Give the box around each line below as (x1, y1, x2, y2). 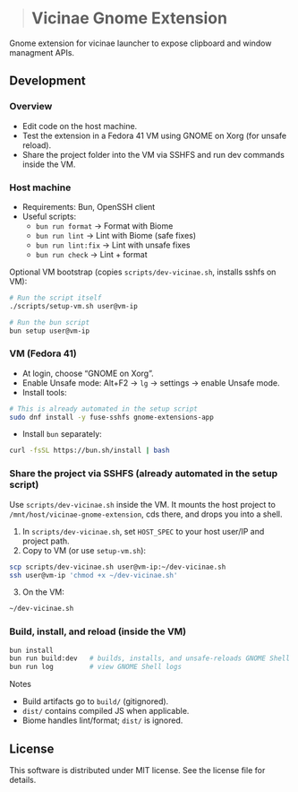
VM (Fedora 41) (9, 347, 78, 360)
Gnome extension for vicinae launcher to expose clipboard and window (9, 38, 272, 48)
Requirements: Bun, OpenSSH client (21, 201, 156, 212)
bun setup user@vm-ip (9, 326, 90, 335)
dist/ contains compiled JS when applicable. (21, 706, 190, 717)
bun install (9, 646, 54, 655)
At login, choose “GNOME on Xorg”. (21, 368, 154, 379)
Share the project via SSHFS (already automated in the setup (9, 467, 278, 480)
